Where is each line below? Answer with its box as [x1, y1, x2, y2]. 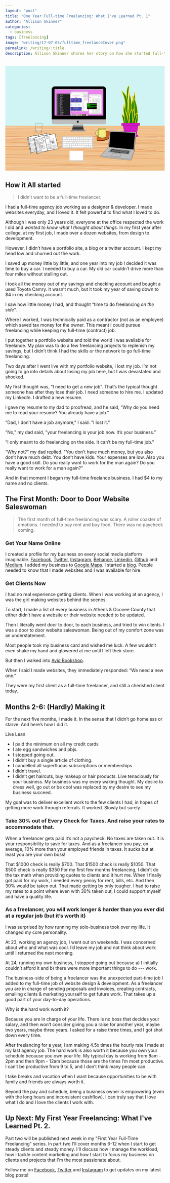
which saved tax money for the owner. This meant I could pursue [5, 322, 141, 328]
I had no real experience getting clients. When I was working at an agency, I [5, 591, 163, 598]
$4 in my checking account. [5, 292, 64, 298]
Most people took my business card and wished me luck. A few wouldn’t [5, 642, 156, 648]
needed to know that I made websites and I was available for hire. [5, 567, 142, 573]
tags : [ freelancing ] [5, 35, 49, 40]
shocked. [5, 374, 25, 380]
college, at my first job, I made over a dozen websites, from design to [5, 230, 150, 236]
